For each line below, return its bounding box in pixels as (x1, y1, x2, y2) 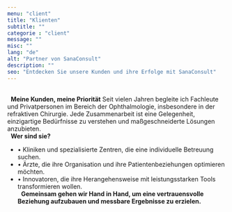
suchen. (17, 152, 41, 161)
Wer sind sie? (10, 131, 51, 140)
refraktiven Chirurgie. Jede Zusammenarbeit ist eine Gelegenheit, (7, 109, 195, 118)
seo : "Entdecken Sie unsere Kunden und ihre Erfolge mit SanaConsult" (7, 68, 217, 75)
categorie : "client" (7, 29, 70, 37)
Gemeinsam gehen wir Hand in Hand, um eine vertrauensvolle (20, 189, 204, 198)
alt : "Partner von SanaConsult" (7, 56, 101, 63)
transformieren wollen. (17, 182, 82, 190)
